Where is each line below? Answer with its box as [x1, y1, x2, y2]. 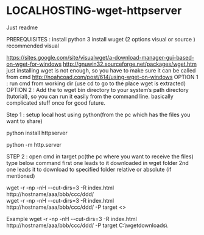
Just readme [6, 24, 38, 31]
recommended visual [6, 42, 59, 49]
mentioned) [6, 172, 35, 180]
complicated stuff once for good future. [6, 99, 105, 107]
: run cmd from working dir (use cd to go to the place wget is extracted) [6, 80, 186, 87]
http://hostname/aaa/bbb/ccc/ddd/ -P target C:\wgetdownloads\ [6, 222, 167, 229]
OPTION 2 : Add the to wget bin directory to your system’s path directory [6, 86, 189, 93]
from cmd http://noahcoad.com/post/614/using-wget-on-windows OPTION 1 [6, 73, 199, 80]
